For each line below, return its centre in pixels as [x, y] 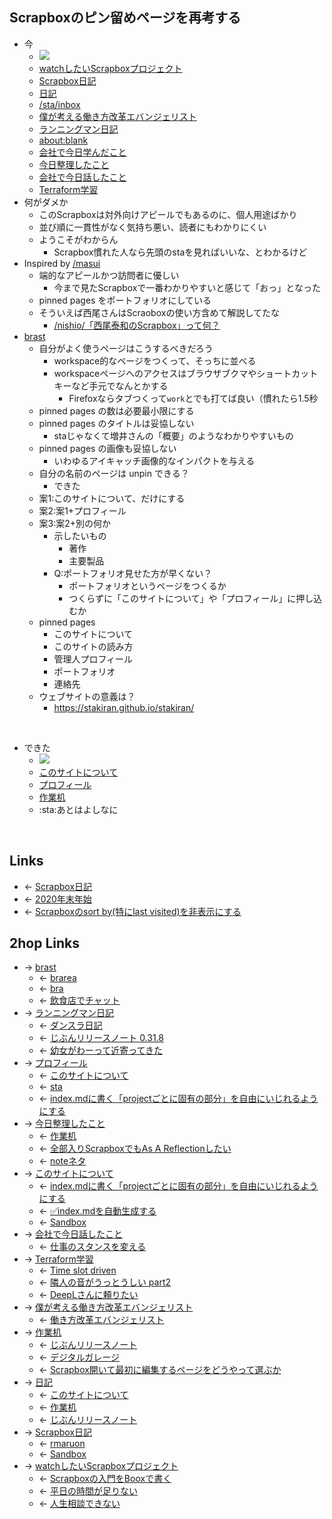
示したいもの [80, 535]
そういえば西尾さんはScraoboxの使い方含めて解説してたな [159, 312]
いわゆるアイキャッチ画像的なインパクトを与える [154, 460]
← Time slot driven [77, 1270]
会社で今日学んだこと [82, 152]
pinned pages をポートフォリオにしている [125, 300]
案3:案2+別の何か [75, 523]
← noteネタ [62, 1161]
